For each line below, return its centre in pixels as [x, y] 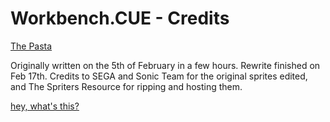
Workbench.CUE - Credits [120, 18]
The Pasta [31, 46]
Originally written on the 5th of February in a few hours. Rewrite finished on [165, 65]
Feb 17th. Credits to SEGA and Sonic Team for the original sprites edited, [159, 76]
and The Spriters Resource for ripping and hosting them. [126, 86]
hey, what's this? [45, 106]
